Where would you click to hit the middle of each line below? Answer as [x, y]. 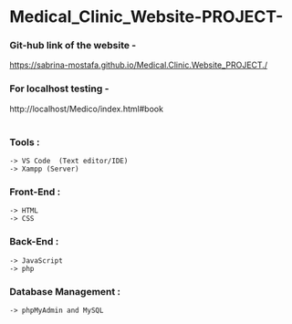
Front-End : [35, 192]
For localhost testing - [59, 89]
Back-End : [34, 242]
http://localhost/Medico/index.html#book [87, 109]
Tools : [25, 141]
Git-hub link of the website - [73, 46]
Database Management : [65, 291]
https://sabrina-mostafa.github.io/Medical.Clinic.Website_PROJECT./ [138, 65]
